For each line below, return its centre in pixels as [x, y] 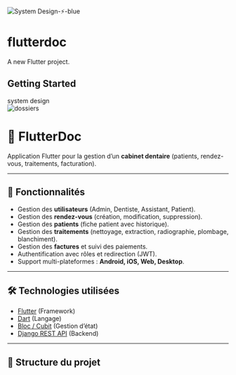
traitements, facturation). [60, 163]
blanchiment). [37, 239]
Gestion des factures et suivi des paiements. [83, 246]
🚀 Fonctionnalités [46, 192]
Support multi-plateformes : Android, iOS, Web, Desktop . [101, 261]
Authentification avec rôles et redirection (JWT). [87, 254]
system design [28, 100]
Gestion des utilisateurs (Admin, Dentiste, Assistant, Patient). [106, 209]
